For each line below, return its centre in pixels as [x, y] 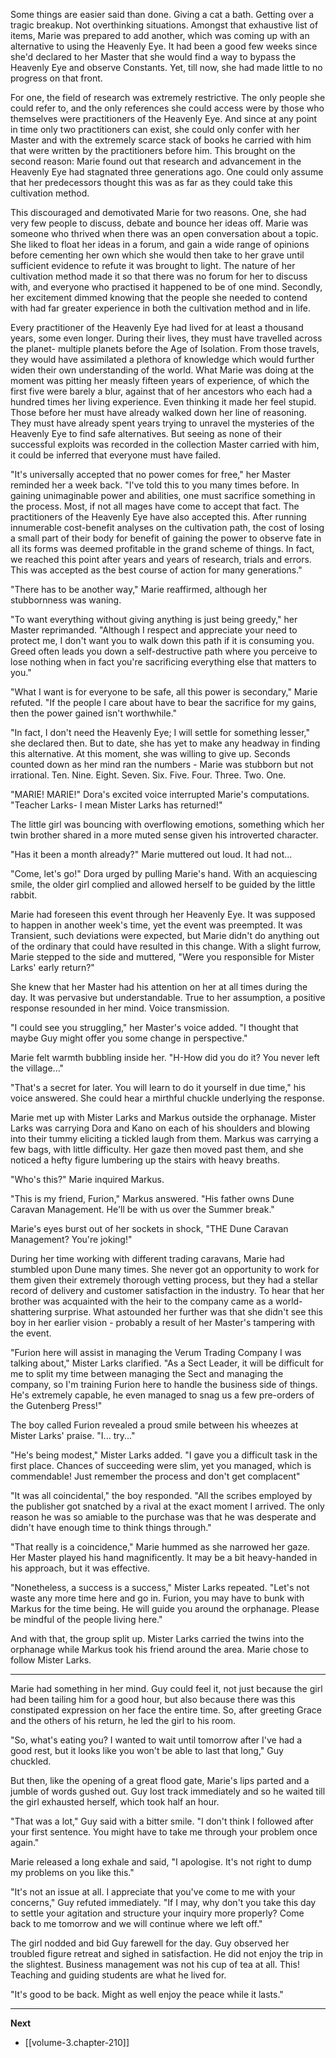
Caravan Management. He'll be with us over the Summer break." [142, 1209]
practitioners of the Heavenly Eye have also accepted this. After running [158, 517]
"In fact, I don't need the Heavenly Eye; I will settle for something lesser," [160, 732]
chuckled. [31, 1761]
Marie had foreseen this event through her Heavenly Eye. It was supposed [163, 914]
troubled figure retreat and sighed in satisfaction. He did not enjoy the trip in [167, 1953]
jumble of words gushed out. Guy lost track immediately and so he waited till [168, 1791]
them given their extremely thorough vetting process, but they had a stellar [164, 1280]
